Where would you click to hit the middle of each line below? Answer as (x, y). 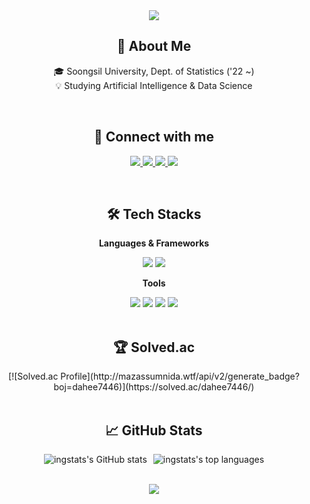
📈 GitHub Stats (154, 430)
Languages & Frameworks (154, 243)
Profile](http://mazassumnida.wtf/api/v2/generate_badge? (180, 376)
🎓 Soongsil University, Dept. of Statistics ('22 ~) (154, 71)
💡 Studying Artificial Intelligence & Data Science (154, 85)
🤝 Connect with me (154, 137)
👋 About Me (154, 46)
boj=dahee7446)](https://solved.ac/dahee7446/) (154, 387)
